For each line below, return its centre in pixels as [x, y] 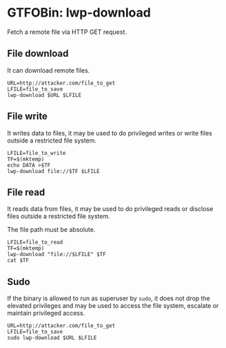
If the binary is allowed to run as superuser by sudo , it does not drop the [109, 298]
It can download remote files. [49, 70]
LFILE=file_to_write [37, 153]
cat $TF [18, 261]
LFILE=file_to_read [35, 242]
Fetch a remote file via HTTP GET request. [67, 32]
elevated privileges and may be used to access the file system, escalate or [113, 306]
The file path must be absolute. [51, 230]
